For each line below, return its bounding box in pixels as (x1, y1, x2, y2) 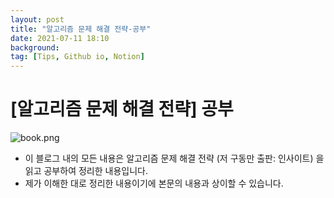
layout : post (10, 14, 65, 25)
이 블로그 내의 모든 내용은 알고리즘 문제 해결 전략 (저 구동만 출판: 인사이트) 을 (24, 152, 325, 165)
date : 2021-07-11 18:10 (10, 33, 110, 43)
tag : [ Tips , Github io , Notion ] (10, 52, 145, 62)
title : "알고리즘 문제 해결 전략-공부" (10, 24, 152, 34)
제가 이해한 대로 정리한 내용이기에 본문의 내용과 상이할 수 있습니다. (24, 177, 284, 190)
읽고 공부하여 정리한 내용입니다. (24, 165, 148, 177)
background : (10, 42, 60, 53)
